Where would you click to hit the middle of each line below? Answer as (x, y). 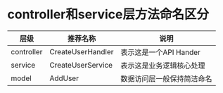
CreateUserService (81, 65)
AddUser (64, 78)
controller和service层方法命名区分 (108, 14)
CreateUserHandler (81, 51)
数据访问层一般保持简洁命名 (166, 78)
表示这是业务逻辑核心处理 (163, 66)
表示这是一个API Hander (160, 52)
